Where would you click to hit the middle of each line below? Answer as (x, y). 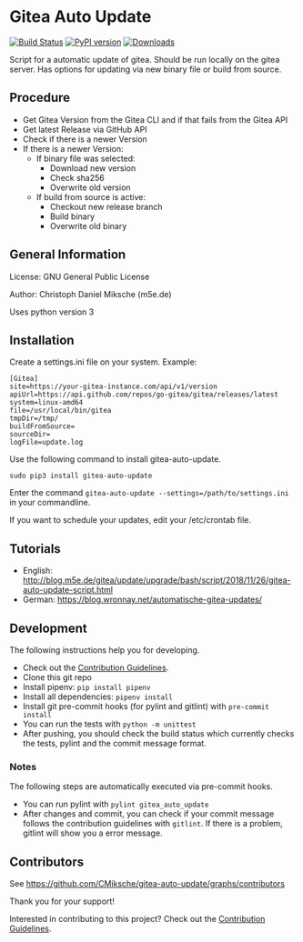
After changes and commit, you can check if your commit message (148, 814)
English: (37, 571)
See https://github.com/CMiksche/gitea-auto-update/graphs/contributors (147, 884)
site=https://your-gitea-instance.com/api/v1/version (114, 387)
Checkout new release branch (106, 206)
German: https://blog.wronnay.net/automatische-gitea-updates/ (142, 600)
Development (49, 628)
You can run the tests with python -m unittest (110, 724)
